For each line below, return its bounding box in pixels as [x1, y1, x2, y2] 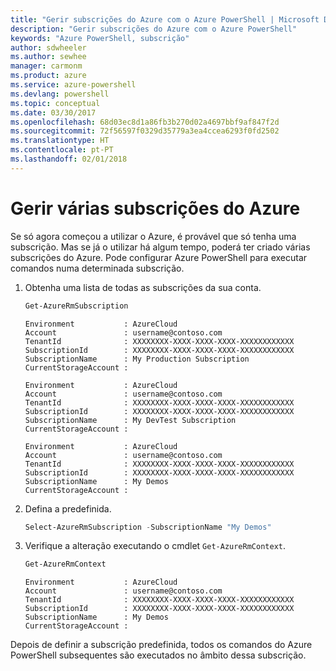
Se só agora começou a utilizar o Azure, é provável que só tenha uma [10, 230, 297, 242]
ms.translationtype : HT [10, 136, 110, 146]
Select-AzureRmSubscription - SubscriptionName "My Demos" [24, 522, 272, 532]
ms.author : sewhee [10, 52, 87, 62]
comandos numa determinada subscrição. [10, 262, 185, 274]
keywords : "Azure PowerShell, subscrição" [10, 33, 190, 43]
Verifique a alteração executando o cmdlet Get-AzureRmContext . [24, 540, 286, 552]
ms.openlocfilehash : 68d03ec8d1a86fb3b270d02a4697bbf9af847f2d [10, 117, 280, 127]
